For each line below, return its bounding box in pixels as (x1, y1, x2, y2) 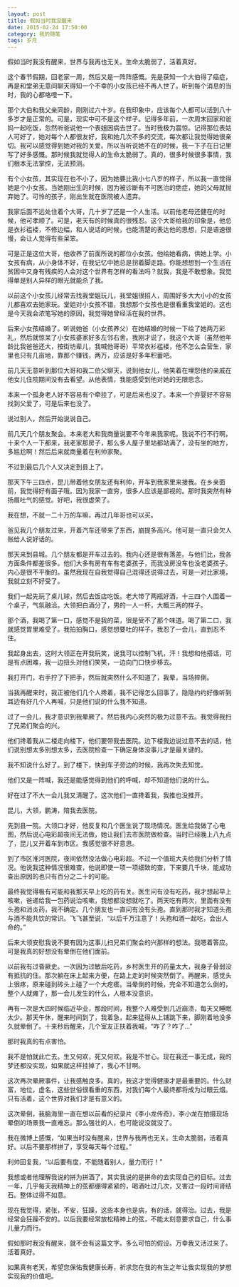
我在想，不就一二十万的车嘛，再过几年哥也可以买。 (7, 511, 157, 520)
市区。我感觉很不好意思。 (63, 839, 139, 848)
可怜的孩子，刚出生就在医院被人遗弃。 (31, 192, 144, 201)
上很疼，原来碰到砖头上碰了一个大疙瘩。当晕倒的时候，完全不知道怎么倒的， (7, 980, 232, 989)
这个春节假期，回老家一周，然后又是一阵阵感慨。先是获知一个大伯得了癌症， (7, 73, 232, 81)
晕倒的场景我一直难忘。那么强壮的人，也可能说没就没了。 (7, 1119, 176, 1127)
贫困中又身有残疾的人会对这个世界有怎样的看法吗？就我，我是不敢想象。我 (7, 267, 225, 276)
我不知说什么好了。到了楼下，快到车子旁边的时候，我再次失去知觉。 (7, 761, 207, 769)
